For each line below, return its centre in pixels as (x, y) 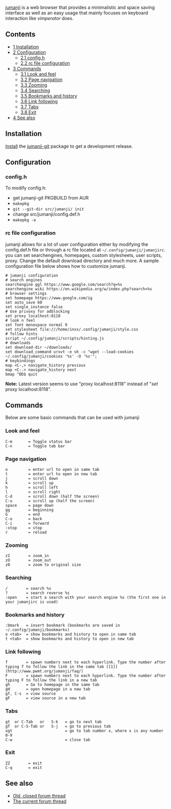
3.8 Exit (28, 112)
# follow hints (22, 334)
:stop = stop (24, 528)
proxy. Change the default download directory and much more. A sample (82, 261)
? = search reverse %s (38, 593)
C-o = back (24, 519)
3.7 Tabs (29, 107)
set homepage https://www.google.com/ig (49, 298)
